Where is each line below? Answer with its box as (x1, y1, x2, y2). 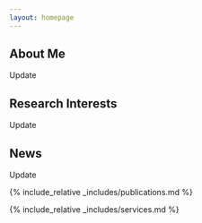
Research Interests (9, 96, 118, 111)
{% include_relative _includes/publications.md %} (9, 187, 193, 198)
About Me (9, 47, 66, 62)
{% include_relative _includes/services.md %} (9, 204, 180, 215)
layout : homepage (9, 13, 75, 22)
